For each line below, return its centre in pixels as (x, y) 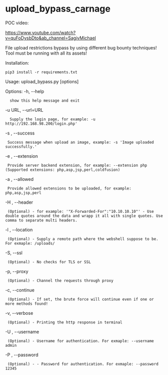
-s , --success (20, 133)
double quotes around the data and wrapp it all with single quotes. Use (84, 216)
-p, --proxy (17, 271)
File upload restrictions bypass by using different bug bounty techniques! (81, 48)
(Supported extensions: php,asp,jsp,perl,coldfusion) (63, 170)
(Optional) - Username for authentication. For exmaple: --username (81, 341)
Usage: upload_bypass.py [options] (42, 81)
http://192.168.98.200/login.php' (41, 124)
